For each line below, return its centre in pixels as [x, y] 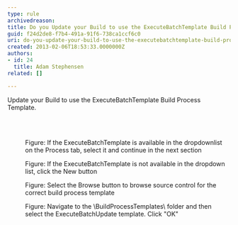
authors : [20, 54]
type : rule [23, 14]
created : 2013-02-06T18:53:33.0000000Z [66, 47]
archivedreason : [31, 21]
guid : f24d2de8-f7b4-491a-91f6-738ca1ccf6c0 [74, 34]
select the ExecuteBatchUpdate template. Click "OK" [102, 214]
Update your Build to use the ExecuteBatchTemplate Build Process [104, 99]
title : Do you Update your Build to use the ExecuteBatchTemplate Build [117, 27]
